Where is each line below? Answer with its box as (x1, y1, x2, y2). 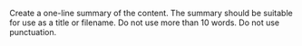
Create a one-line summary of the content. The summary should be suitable (9, 8, 293, 18)
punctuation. (9, 27, 57, 37)
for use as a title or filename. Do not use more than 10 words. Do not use (9, 17, 280, 28)
